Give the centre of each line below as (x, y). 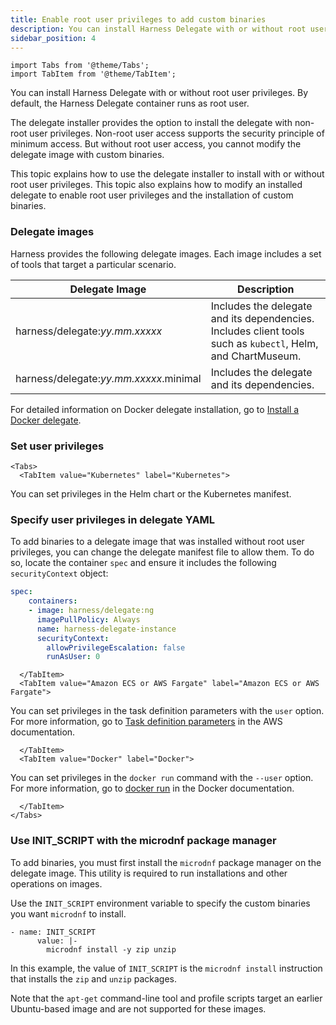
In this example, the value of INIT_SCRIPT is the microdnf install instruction (166, 968)
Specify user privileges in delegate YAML (113, 519)
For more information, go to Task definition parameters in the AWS (146, 722)
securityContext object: (59, 573)
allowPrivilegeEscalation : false (116, 647)
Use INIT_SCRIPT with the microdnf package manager (143, 841)
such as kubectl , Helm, (264, 343)
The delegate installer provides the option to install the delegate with (151, 123)
